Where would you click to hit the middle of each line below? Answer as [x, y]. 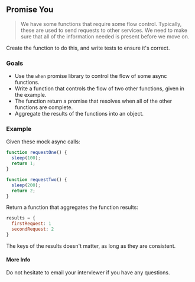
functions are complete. [43, 107]
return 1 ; [23, 164]
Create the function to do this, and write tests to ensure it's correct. [88, 48]
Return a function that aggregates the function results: [72, 207]
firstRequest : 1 [31, 224]
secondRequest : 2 [33, 229]
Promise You [30, 10]
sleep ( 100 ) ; [26, 158]
